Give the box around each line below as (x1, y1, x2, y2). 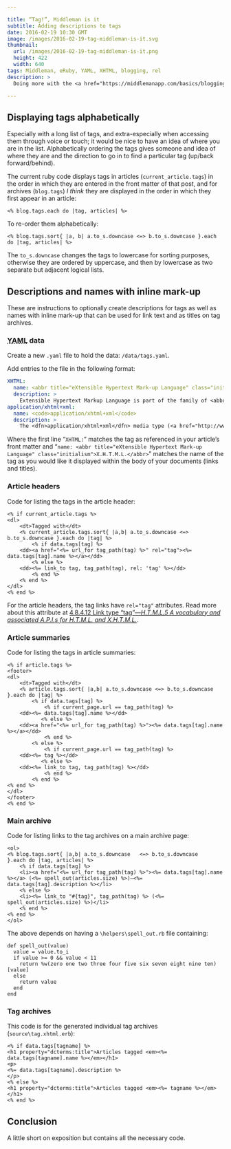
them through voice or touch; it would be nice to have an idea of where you (7, 137, 220, 145)
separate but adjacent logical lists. (7, 266, 104, 274)
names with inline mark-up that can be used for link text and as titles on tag (7, 311, 221, 319)
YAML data (7, 335, 45, 345)
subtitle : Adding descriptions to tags (7, 22, 122, 30)
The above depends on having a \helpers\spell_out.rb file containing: (7, 930, 208, 938)
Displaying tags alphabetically (7, 111, 140, 123)
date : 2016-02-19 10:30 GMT (7, 29, 88, 36)
